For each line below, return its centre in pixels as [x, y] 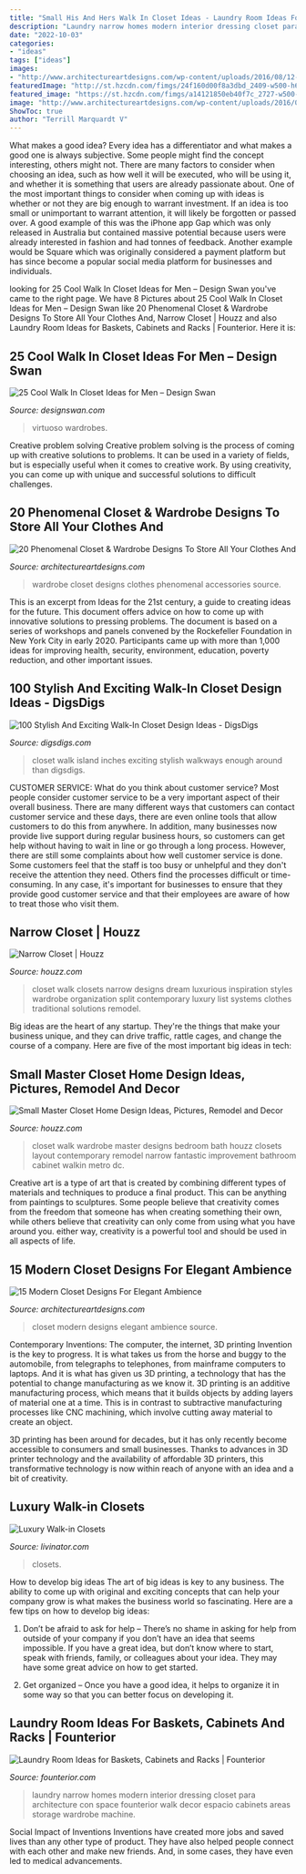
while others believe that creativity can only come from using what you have [153, 1222]
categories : [32, 43]
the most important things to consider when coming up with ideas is [137, 194]
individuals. [31, 271]
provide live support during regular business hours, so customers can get [147, 835]
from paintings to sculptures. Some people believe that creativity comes [144, 1203]
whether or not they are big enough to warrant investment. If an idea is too [149, 204]
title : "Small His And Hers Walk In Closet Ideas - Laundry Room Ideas [148, 18]
